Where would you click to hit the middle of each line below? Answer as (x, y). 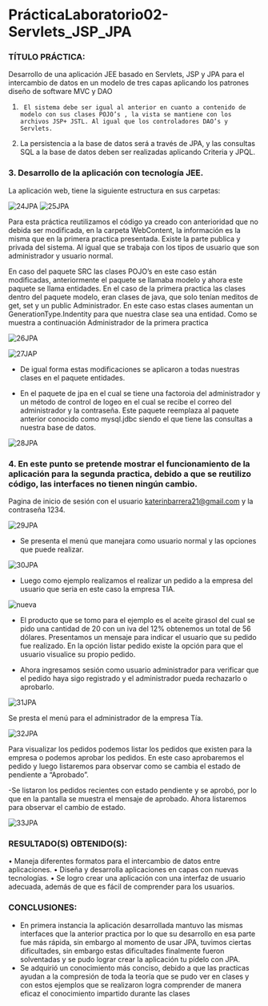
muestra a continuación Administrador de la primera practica (108, 322)
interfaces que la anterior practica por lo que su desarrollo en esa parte (138, 934)
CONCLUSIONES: (43, 907)
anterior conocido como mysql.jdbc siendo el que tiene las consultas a (136, 418)
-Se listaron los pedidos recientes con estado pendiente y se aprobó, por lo (133, 790)
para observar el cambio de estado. (67, 808)
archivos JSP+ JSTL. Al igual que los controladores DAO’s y (124, 122)
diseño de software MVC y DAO (60, 92)
